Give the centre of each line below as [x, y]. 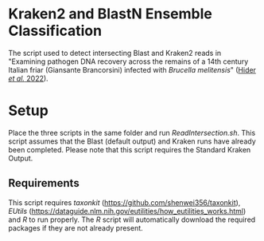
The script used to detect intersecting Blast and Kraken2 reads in [115, 53]
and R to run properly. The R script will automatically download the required [132, 219]
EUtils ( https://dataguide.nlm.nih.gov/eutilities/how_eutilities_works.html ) [127, 211]
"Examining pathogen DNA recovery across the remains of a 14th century [128, 61]
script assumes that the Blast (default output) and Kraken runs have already [132, 141]
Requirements [44, 183]
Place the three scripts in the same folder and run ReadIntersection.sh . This [132, 132]
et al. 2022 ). [29, 78]
